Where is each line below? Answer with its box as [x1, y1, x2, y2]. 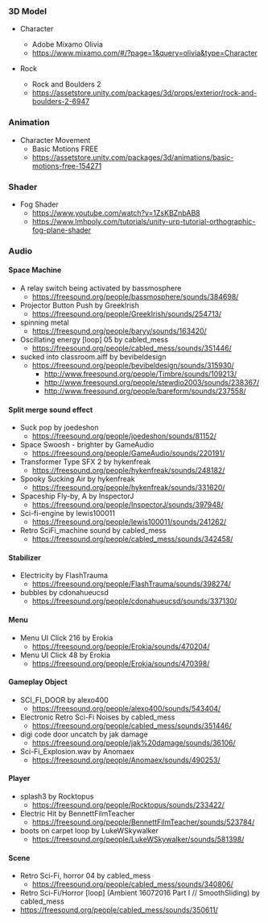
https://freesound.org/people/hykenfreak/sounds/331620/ [31, 483, 225, 493]
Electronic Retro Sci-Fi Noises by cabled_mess [19, 712, 175, 722]
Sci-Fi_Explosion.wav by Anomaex [19, 746, 134, 756]
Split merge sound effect [8, 405, 93, 414]
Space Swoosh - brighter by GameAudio [19, 440, 155, 450]
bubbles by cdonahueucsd [19, 588, 109, 598]
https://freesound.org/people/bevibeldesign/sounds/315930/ [31, 361, 235, 371]
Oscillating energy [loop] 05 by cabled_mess [19, 335, 169, 345]
